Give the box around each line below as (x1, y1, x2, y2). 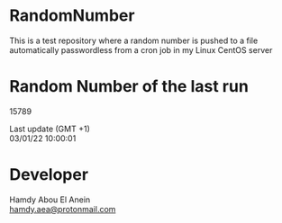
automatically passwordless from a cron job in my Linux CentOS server (9, 44, 273, 55)
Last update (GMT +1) (9, 123, 90, 134)
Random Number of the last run (9, 76, 250, 97)
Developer (9, 165, 88, 185)
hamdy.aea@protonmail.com (9, 203, 116, 214)
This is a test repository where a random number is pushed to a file (9, 35, 259, 46)
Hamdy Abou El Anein (9, 194, 91, 205)
